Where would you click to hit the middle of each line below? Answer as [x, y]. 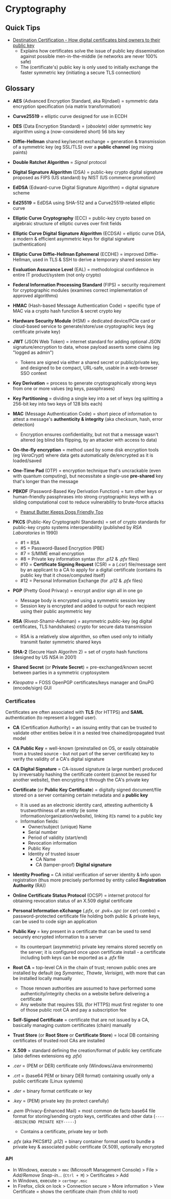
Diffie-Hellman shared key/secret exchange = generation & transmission [89, 141]
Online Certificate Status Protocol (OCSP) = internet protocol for [81, 895]
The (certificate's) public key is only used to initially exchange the [89, 67]
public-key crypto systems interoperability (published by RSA [77, 527]
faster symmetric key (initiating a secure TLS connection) [81, 73]
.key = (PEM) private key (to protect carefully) [61, 1101]
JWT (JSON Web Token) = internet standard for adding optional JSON [87, 341]
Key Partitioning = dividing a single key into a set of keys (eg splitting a [88, 398]
